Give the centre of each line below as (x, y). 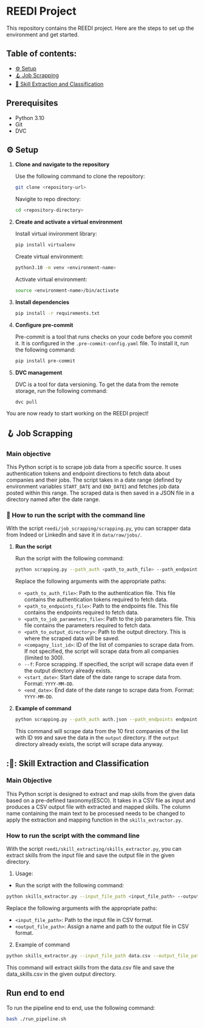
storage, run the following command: (61, 390)
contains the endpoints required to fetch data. (81, 613)
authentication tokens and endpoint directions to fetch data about (88, 474)
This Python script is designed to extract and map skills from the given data (101, 794)
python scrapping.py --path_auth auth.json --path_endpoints (94, 720)
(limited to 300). (44, 658)
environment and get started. (42, 34)
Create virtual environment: (49, 256)
